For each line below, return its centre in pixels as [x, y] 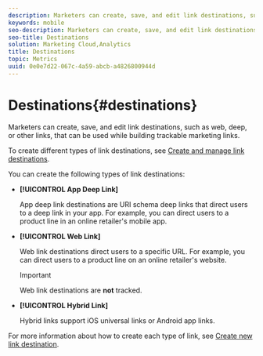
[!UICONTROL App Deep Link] [69, 189]
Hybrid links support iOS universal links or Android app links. [117, 320]
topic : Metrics [33, 60]
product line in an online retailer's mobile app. [93, 221]
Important [35, 274]
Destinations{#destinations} [103, 105]
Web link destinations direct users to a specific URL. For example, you [132, 251]
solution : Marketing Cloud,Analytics [70, 45]
